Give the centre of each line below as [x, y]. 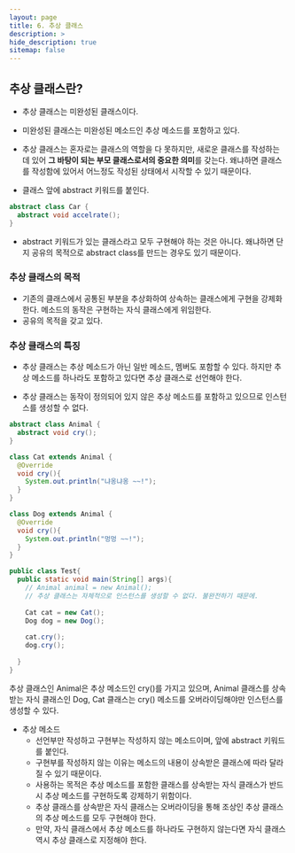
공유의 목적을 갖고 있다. [62, 321]
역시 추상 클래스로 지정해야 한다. [91, 840]
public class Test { [45, 571]
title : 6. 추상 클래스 [47, 26]
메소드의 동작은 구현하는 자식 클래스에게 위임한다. [126, 309]
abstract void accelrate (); [69, 215]
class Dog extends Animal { [61, 515]
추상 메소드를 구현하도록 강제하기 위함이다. [118, 795]
